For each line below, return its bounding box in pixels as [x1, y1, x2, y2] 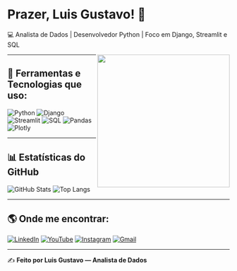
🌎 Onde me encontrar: [7, 212, 109, 225]
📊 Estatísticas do [7, 151, 86, 163]
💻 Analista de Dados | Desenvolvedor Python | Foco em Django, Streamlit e [7, 30, 228, 38]
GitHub [7, 166, 39, 178]
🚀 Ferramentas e [7, 67, 81, 80]
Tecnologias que [7, 79, 83, 91]
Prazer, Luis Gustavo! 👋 [7, 6, 146, 23]
